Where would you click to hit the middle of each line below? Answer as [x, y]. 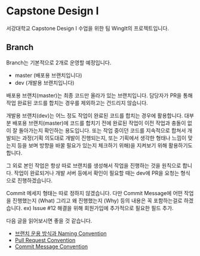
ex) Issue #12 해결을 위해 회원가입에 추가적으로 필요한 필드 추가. [99, 208]
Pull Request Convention [45, 240]
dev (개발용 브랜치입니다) [44, 82]
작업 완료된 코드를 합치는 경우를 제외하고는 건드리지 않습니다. [77, 103]
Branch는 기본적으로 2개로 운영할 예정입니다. [59, 62]
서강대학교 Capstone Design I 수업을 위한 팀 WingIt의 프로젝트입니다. [87, 28]
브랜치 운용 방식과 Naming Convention [61, 233]
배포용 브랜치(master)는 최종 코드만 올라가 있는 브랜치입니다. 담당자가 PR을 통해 [99, 95]
